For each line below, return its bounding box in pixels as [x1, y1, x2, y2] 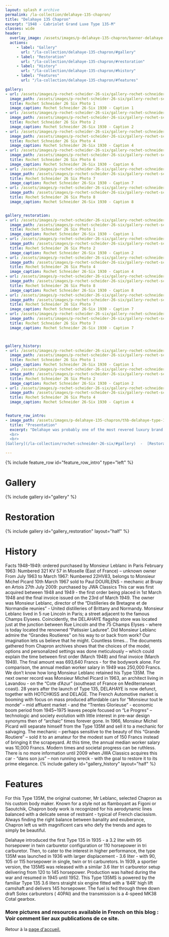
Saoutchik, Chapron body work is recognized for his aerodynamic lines [5, 805, 152, 812]
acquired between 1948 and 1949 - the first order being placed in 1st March [5, 589, 162, 595]
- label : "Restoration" [16, 54, 66, 60]
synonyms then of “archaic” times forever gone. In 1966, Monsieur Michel [5, 718, 157, 724]
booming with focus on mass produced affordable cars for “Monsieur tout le [5, 696, 163, 702]
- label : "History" [16, 64, 57, 69]
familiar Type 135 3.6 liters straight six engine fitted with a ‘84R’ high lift [5, 880, 153, 886]
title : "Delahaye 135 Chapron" [5, 17, 71, 22]
